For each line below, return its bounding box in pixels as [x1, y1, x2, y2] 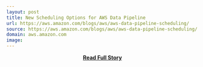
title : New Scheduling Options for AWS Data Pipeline [6, 15, 146, 21]
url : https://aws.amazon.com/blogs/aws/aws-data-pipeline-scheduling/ [6, 20, 190, 26]
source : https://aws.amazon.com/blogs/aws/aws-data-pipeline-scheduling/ [6, 26, 198, 32]
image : [6, 37, 23, 43]
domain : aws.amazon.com [6, 32, 67, 38]
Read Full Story [82, 54, 123, 61]
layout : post [6, 9, 40, 15]
